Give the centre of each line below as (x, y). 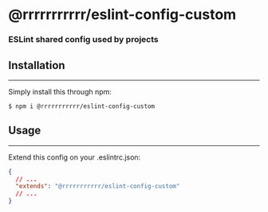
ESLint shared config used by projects (84, 40)
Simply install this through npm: (60, 91)
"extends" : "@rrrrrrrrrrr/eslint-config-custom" (98, 187)
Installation (37, 65)
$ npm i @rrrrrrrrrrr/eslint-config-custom (82, 106)
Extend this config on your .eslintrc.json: (75, 157)
